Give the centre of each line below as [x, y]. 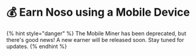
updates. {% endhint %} [37, 46]
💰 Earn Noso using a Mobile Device [98, 12]
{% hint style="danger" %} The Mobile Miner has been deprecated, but [96, 33]
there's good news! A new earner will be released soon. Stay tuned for [95, 40]
